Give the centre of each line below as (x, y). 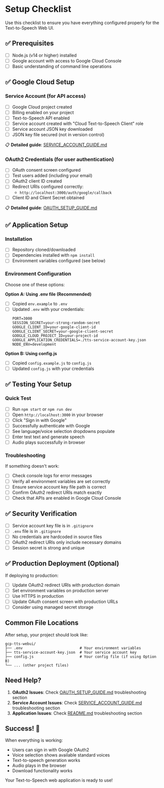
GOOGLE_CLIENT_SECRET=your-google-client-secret (63, 331)
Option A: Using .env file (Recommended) (48, 294)
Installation (19, 239)
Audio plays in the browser (39, 765)
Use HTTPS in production (38, 596)
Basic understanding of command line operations (62, 66)
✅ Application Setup (37, 225)
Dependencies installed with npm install (53, 255)
